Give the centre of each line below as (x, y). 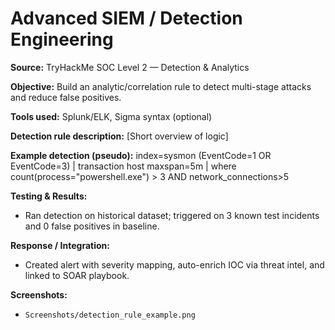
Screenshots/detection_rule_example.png (110, 315)
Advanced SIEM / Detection (126, 18)
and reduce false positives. (66, 97)
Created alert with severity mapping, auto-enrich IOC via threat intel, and (174, 264)
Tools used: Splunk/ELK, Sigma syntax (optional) (111, 116)
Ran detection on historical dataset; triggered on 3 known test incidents (172, 215)
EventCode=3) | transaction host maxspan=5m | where (123, 166)
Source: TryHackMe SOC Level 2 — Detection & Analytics (130, 67)
